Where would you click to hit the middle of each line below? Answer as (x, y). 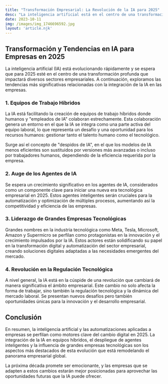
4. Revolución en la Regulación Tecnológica (59, 269)
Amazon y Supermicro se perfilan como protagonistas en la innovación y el (82, 235)
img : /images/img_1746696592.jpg (40, 24)
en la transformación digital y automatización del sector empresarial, (76, 245)
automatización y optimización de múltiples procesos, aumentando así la (80, 200)
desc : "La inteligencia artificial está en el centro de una (70, 15)
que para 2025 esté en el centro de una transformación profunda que (77, 74)
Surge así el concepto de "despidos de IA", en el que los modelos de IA (78, 145)
